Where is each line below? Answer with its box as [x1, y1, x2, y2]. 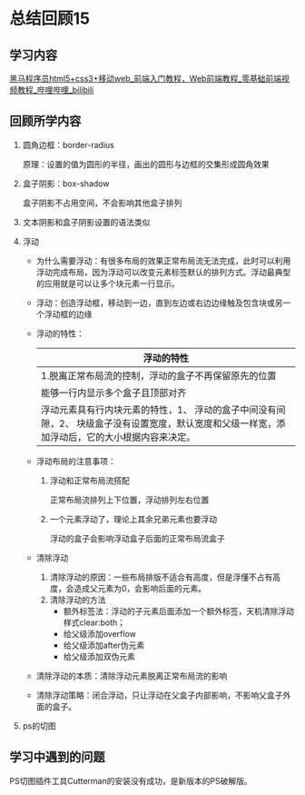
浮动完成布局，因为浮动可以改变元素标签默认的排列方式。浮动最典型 [35, 266, 291, 277]
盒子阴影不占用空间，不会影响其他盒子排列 [22, 197, 182, 208]
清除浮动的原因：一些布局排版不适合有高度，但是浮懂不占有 [49, 571, 273, 582]
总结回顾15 [9, 8, 91, 29]
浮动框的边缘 [44, 308, 93, 319]
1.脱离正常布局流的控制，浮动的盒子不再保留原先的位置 [40, 369, 277, 382]
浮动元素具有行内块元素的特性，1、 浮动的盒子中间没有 [40, 403, 277, 416]
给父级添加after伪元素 [63, 640, 145, 651]
